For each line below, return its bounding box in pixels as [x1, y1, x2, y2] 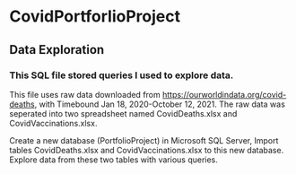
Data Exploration [9, 42, 105, 57]
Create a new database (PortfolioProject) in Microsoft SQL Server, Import [9, 135, 279, 145]
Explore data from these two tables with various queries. [9, 154, 218, 165]
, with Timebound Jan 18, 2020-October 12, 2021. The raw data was [34, 99, 285, 109]
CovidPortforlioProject [9, 6, 181, 27]
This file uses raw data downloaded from [9, 89, 161, 100]
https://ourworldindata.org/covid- [161, 89, 287, 100]
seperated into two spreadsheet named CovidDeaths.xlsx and [9, 108, 238, 118]
